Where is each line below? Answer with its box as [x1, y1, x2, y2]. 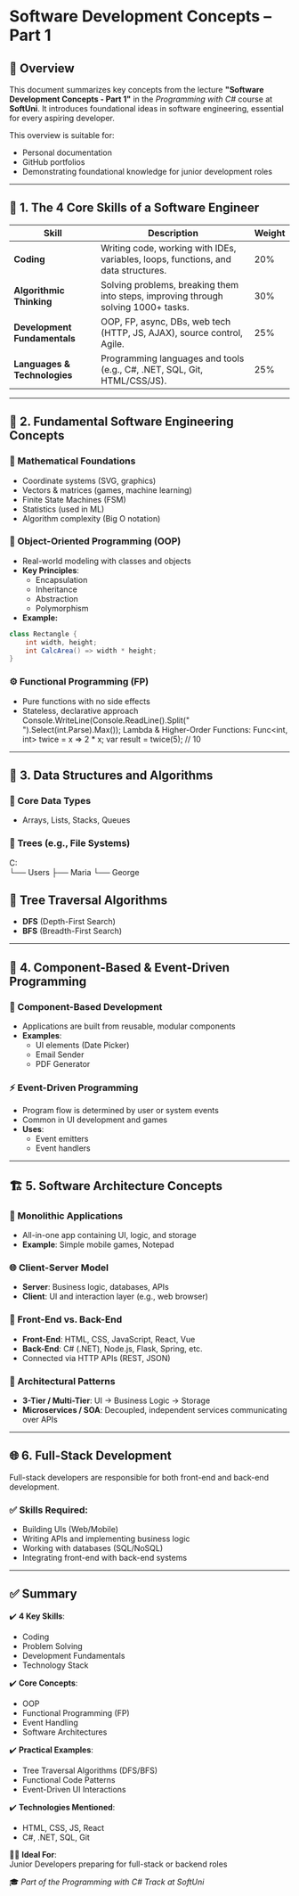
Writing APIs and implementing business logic [21, 1533, 190, 1544]
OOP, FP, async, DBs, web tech [101, 315, 231, 327]
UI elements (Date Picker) [35, 1040, 130, 1051]
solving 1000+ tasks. [101, 300, 190, 313]
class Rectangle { [9, 629, 77, 638]
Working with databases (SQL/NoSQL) [21, 1543, 164, 1554]
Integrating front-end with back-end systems [21, 1553, 188, 1564]
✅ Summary [9, 1587, 77, 1602]
